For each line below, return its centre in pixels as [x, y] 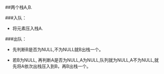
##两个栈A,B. [19, 7]
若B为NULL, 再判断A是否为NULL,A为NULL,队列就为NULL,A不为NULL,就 [85, 60]
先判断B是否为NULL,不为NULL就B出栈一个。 [58, 49]
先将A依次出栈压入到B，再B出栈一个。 [51, 66]
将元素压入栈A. [28, 28]
